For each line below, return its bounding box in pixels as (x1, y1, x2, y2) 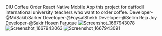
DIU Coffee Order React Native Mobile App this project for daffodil (5, 4, 144, 10)
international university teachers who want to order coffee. (5, 9, 129, 15)
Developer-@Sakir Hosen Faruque (5, 20, 77, 26)
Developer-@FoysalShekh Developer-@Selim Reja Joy (43, 15, 157, 20)
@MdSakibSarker (5, 15, 42, 20)
